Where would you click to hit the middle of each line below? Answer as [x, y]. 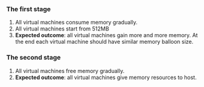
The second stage [33, 58]
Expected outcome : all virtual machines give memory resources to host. [106, 77]
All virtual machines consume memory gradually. [76, 23]
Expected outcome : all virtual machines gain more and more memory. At [106, 35]
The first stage [29, 9]
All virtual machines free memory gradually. [70, 71]
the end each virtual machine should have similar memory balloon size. [104, 42]
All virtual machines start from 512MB [62, 29]
